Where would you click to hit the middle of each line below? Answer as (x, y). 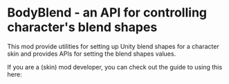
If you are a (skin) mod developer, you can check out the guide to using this (115, 67)
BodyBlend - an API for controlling (107, 13)
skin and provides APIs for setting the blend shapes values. (92, 54)
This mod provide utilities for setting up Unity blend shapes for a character (113, 46)
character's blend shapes (82, 27)
